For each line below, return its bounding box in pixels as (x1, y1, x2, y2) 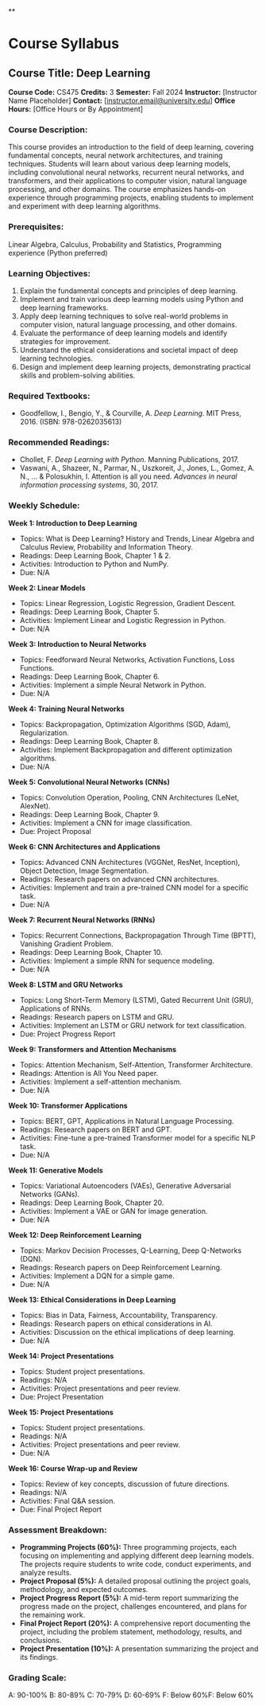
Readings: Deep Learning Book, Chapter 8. (19, 736, 160, 745)
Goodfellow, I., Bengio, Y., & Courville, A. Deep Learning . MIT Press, (19, 409, 242, 418)
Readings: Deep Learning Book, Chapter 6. (19, 671, 160, 681)
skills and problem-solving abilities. (19, 370, 136, 380)
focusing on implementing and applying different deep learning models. (19, 1551, 254, 1560)
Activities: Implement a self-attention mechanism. (19, 1077, 183, 1086)
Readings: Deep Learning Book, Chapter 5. (19, 607, 160, 616)
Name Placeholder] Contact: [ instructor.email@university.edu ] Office (8, 96, 236, 105)
